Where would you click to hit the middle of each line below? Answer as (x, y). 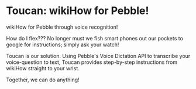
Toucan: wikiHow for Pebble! (78, 11)
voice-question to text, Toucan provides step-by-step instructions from (92, 62)
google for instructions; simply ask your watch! (63, 44)
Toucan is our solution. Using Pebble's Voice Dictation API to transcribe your (98, 56)
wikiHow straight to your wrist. (43, 68)
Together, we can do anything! (43, 80)
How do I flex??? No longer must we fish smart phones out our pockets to (94, 38)
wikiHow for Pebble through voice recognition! (62, 27)
